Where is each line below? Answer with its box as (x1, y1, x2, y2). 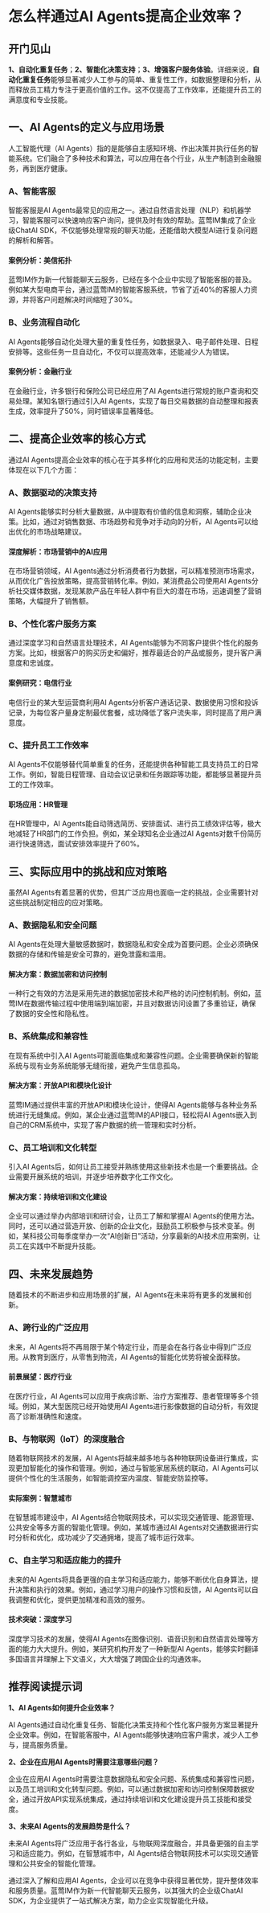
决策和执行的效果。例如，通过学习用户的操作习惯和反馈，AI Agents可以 (14, 1584, 252, 1594)
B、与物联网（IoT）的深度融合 (8, 1433, 125, 1444)
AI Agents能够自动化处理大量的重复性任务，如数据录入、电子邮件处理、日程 (8, 337, 259, 346)
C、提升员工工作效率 (8, 739, 89, 751)
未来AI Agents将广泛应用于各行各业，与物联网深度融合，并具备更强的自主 (8, 1838, 252, 1848)
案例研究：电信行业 (8, 678, 72, 688)
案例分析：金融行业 (8, 367, 72, 376)
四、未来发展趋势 (8, 1267, 93, 1280)
